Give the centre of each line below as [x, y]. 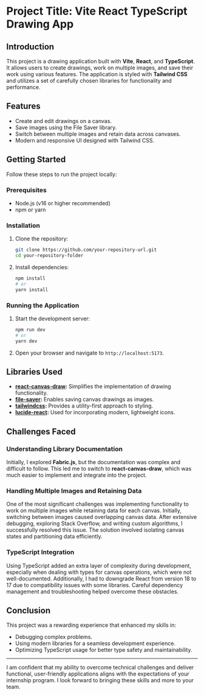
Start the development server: [53, 319]
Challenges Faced [41, 432]
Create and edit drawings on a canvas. [63, 121]
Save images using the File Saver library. [66, 127]
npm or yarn [30, 210]
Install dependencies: [42, 267]
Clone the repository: [42, 239]
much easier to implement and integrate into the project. [76, 475]
